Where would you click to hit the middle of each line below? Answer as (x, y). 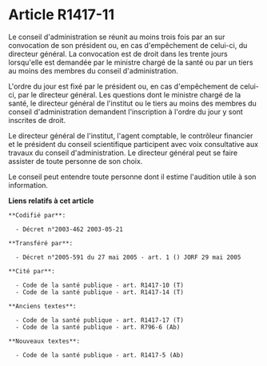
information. (28, 185)
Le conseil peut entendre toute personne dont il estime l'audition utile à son (132, 177)
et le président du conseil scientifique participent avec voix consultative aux (133, 144)
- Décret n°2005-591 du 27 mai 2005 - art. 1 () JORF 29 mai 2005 (128, 257)
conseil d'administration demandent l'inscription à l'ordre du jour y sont (126, 111)
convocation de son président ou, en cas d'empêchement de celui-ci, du (128, 45)
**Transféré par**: (41, 243)
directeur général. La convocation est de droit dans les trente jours (118, 54)
